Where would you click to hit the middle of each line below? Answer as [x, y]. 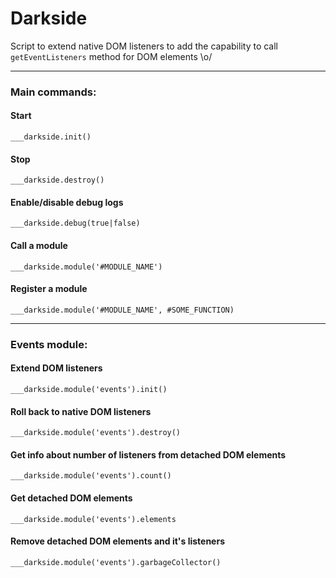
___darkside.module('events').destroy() [96, 433]
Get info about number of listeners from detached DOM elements [148, 454]
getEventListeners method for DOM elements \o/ [111, 56]
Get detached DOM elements [71, 498]
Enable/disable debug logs [67, 202]
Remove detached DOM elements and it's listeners [117, 541]
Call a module [39, 246]
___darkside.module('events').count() [91, 476]
